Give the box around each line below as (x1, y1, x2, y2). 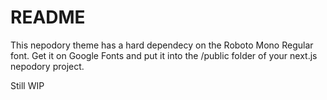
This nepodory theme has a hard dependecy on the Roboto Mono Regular (10, 39, 314, 51)
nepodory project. (10, 60, 85, 72)
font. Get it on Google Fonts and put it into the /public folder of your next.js (10, 49, 318, 61)
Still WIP (10, 79, 45, 91)
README (10, 6, 86, 29)
